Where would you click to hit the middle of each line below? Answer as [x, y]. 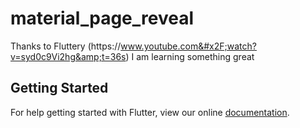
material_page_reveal [102, 18]
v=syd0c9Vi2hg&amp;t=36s [68, 56]
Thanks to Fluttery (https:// [66, 46]
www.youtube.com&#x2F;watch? [188, 46]
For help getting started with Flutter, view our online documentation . [150, 112]
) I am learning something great [190, 56]
